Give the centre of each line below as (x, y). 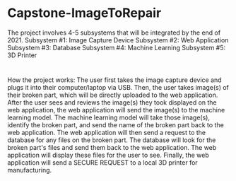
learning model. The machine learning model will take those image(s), (109, 117)
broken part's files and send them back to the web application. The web (112, 148)
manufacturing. (30, 170)
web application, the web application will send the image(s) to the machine (116, 110)
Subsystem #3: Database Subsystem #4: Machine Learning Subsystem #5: (117, 47)
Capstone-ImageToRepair (84, 13)
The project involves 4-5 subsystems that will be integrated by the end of (114, 33)
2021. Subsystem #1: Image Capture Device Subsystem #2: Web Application (118, 40)
